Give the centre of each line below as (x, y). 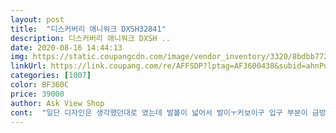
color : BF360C (40, 85)
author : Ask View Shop (57, 103)
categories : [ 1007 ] (51, 76)
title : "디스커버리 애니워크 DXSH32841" (88, 29)
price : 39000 (37, 94)
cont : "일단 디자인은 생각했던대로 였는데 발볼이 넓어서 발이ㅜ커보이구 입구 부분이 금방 (168, 112)
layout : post (37, 19)
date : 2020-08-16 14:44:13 (66, 47)
